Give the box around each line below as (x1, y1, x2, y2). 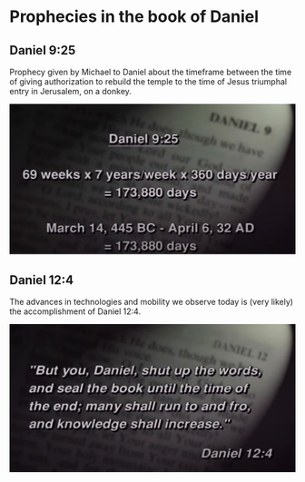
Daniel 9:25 (9, 43, 76, 58)
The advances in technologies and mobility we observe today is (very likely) (9, 297, 293, 308)
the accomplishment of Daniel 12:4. (9, 306, 142, 317)
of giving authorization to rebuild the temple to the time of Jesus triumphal (9, 76, 288, 87)
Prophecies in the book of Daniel (9, 6, 260, 27)
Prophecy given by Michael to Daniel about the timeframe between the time (9, 66, 292, 77)
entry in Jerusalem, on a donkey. (9, 86, 132, 96)
